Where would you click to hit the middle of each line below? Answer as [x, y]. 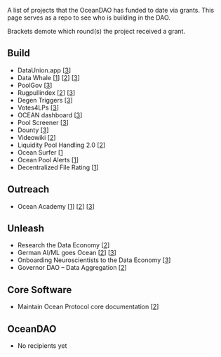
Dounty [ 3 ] [33, 130]
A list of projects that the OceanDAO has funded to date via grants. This [111, 10]
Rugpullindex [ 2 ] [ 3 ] [46, 92]
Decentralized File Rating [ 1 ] [58, 167]
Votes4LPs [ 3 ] [38, 108]
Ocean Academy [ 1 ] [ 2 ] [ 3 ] [56, 206]
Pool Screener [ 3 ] [43, 122]
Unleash [26, 229]
